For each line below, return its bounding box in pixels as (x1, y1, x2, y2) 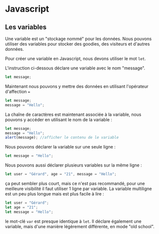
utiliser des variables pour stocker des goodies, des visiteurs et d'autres (5, 41, 150, 47)
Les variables (5, 23, 47, 31)
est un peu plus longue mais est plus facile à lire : (5, 191, 104, 196)
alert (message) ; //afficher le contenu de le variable (5, 135, 119, 140)
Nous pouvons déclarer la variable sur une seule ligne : (5, 144, 116, 150)
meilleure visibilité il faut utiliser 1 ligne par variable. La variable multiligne (5, 186, 152, 191)
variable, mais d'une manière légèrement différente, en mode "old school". (5, 223, 155, 229)
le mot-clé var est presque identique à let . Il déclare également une (5, 218, 141, 224)
